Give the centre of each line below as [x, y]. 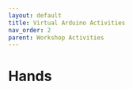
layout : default [35, 15]
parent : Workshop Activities [56, 37]
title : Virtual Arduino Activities [67, 23]
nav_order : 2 [30, 30]
